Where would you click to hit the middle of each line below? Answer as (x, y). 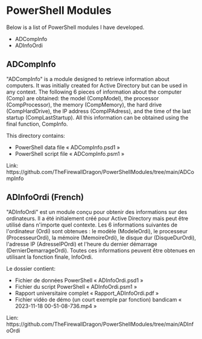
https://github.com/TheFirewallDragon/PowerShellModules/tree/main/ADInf (100, 324)
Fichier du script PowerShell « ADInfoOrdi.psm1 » (76, 286)
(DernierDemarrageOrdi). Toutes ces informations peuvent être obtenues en (101, 250)
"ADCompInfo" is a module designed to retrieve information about (88, 79)
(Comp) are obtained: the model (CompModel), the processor (83, 98)
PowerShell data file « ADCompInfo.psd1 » (68, 147)
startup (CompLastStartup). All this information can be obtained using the (97, 117)
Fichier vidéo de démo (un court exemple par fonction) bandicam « (98, 299)
